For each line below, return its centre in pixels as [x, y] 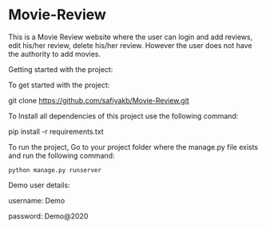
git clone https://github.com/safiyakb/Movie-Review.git [99, 100]
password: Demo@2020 [48, 216]
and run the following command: [62, 155]
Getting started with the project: [61, 69]
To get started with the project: [59, 85]
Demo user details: [39, 185]
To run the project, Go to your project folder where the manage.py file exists [133, 147]
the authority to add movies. [55, 54]
